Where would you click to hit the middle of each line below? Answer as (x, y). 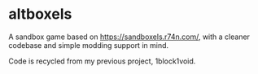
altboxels (40, 14)
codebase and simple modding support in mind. (89, 45)
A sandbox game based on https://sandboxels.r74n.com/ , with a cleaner (129, 37)
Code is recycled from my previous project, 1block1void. (102, 61)
